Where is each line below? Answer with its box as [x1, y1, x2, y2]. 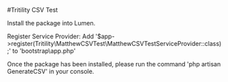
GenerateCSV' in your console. [7, 68, 94, 75]
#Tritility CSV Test [7, 6, 58, 14]
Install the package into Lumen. [7, 19, 96, 27]
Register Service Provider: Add [7, 32, 94, 40]
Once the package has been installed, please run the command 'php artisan [7, 60, 221, 68]
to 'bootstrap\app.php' [12, 47, 76, 55]
